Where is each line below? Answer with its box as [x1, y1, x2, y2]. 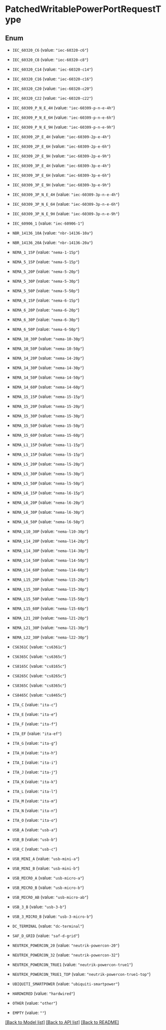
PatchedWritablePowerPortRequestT [5, 3, 162, 15]
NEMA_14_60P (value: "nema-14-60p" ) [12, 384, 84, 390]
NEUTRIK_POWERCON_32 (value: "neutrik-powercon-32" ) [12, 952, 120, 957]
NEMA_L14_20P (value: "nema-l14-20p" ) [12, 538, 88, 544]
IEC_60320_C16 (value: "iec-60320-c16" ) [12, 76, 93, 81]
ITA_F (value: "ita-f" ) [12, 721, 58, 726]
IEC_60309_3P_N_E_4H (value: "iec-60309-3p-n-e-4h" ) [12, 191, 120, 197]
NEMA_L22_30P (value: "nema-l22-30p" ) [12, 634, 88, 640]
